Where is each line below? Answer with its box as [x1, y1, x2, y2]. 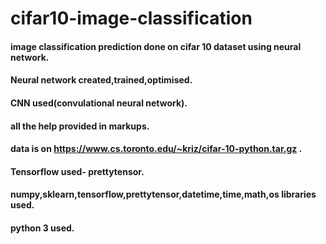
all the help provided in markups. [10, 120, 150, 132]
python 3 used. [10, 222, 75, 234]
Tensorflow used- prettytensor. [10, 165, 145, 177]
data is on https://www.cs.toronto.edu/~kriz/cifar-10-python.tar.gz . [10, 143, 303, 155]
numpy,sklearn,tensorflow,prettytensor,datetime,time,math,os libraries [10, 188, 317, 201]
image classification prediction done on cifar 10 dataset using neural [10, 40, 302, 52]
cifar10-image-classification [10, 7, 253, 30]
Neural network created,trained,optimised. [10, 74, 193, 86]
